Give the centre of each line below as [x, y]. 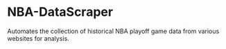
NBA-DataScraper [60, 12]
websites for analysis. [38, 38]
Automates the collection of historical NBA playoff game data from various [113, 31]
